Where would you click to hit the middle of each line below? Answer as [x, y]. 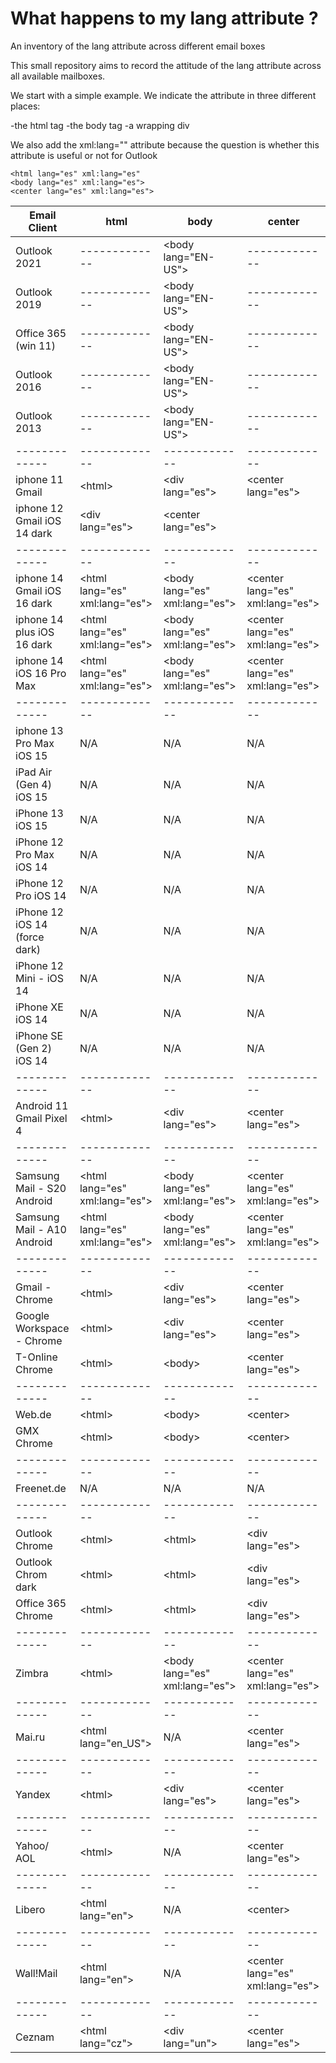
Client [43, 227]
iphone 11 [39, 479]
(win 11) [35, 345]
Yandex [33, 1794]
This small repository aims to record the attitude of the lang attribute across [166, 65]
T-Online [36, 1357]
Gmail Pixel [41, 1118]
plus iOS [35, 632]
